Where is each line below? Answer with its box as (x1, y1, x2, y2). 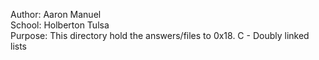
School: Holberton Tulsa (10, 19, 110, 31)
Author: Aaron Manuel (10, 9, 102, 20)
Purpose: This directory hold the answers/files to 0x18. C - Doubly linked (10, 30, 310, 41)
